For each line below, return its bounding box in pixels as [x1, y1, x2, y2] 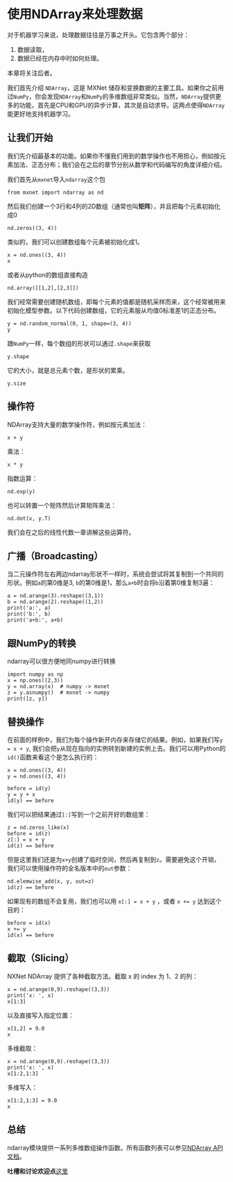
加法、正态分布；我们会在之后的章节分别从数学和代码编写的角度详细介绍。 [12, 160, 226, 169]
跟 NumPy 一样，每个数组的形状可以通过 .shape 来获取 [7, 339, 151, 347]
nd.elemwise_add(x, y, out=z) [7, 878, 95, 885]
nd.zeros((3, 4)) [7, 224, 58, 231]
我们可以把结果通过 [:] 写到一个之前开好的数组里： [7, 810, 150, 818]
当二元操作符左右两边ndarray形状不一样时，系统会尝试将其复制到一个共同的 [7, 570, 224, 578]
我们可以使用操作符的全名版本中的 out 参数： [7, 864, 132, 872]
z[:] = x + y [7, 836, 45, 843]
